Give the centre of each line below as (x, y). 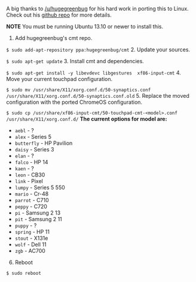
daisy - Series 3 (34, 149)
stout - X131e (31, 238)
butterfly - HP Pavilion (44, 143)
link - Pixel (29, 181)
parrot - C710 (32, 200)
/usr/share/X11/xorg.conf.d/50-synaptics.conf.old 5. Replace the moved (98, 96)
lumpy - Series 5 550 (40, 188)
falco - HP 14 (31, 162)
